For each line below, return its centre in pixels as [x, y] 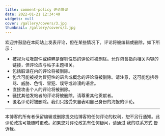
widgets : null [20, 19]
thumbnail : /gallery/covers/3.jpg [41, 28]
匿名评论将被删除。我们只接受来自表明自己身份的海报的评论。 [75, 102]
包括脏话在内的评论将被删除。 [42, 71]
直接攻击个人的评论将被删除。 [42, 90]
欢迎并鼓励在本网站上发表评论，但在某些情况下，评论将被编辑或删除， [76, 43]
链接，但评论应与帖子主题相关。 [44, 65]
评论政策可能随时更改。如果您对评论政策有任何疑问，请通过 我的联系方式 [79, 123]
